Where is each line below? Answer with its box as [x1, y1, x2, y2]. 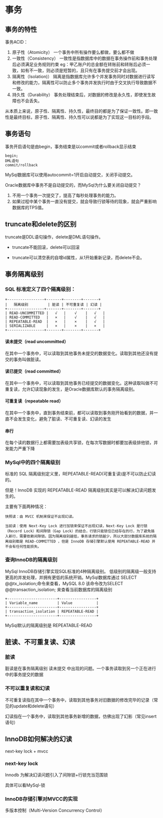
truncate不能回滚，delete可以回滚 [12, 244, 80, 250]
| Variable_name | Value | [5, 600, 98, 605]
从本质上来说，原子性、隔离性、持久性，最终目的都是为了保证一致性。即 [5, 108, 149, 114]
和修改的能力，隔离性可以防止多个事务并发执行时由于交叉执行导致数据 [12, 80, 153, 85]
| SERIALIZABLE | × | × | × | [5, 324, 105, 328]
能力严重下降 [9, 446, 35, 452]
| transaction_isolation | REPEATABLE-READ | [5, 609, 98, 614]
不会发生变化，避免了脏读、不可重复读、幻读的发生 [9, 416, 112, 422]
